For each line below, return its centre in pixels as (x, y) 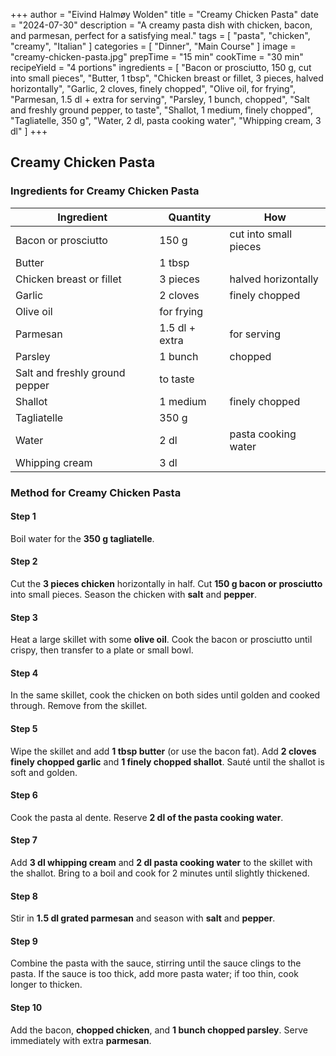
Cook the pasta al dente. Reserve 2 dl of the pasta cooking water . (147, 817)
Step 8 (24, 896)
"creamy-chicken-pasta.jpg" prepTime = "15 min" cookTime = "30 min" (157, 57)
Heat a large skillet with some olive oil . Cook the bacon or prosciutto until (161, 640)
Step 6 (24, 795)
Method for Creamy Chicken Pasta (96, 492)
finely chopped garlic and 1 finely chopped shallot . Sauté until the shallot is (167, 761)
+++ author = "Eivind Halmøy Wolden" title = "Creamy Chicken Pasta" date (164, 14)
